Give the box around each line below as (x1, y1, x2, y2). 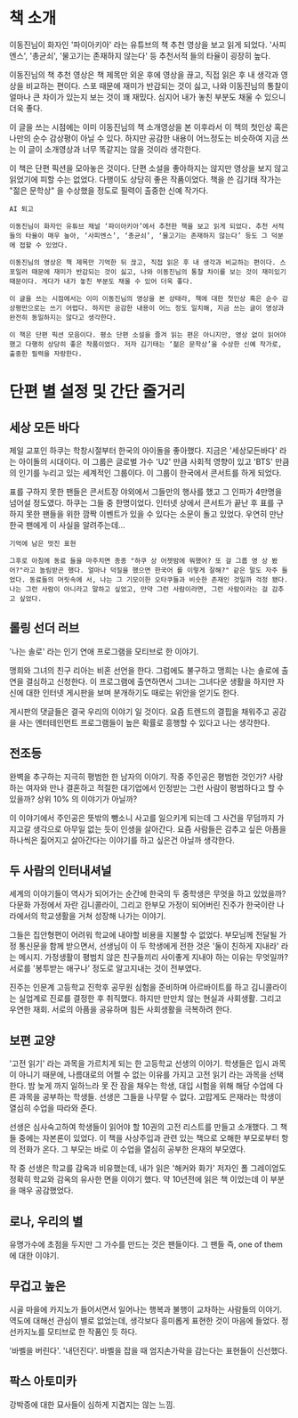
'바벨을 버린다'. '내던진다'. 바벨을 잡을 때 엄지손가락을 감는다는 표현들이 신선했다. (9, 1345, 287, 1356)
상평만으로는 (9, 304, 46, 313)
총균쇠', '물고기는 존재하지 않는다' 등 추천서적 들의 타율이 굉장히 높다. (31, 50, 271, 61)
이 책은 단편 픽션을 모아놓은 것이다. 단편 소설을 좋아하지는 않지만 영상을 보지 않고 (9, 162, 289, 174)
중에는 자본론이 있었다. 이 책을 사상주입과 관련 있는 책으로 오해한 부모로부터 (18, 1133, 280, 1144)
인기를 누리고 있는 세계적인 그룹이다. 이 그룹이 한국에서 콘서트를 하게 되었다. (18, 467, 282, 477)
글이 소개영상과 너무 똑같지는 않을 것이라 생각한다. (28, 143, 202, 154)
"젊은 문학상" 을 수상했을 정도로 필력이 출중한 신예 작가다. (9, 184, 209, 196)
